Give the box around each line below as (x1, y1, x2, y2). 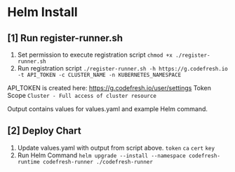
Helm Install (7, 4, 79, 20)
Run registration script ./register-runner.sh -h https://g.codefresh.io (17, 64, 228, 72)
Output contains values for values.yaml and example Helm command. (7, 105, 208, 113)
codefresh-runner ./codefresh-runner (43, 158, 153, 165)
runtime (17, 158, 40, 165)
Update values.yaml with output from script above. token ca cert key (17, 143, 215, 152)
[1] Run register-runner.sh (7, 32, 123, 44)
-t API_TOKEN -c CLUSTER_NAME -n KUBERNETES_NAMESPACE (17, 71, 182, 78)
